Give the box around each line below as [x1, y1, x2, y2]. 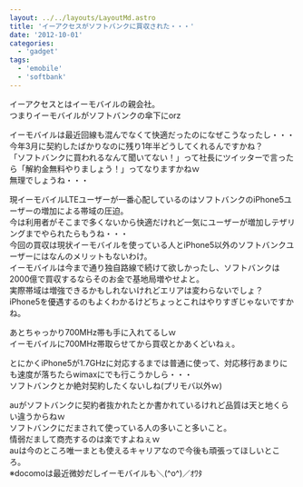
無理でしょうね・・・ [9, 174, 89, 185]
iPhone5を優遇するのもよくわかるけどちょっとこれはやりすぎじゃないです [9, 296, 287, 307]
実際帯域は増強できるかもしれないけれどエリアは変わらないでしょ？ [9, 284, 264, 295]
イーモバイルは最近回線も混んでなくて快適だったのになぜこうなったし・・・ [9, 129, 295, 140]
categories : [9, 38, 54, 48]
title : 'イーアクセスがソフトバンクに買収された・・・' [9, 22, 195, 31]
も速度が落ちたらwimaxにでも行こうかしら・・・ [9, 369, 193, 380]
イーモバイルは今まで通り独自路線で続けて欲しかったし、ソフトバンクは [9, 262, 280, 273]
